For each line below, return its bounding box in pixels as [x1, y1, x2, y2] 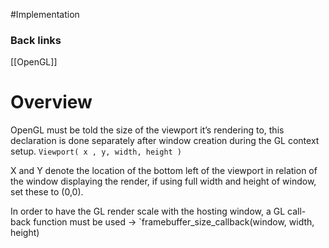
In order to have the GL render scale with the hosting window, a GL [10, 205, 286, 218]
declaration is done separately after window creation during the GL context [10, 135, 320, 147]
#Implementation [10, 9, 80, 20]
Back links [10, 33, 62, 47]
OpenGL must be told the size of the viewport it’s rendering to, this [10, 124, 285, 136]
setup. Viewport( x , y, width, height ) [10, 145, 183, 158]
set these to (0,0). [10, 186, 84, 198]
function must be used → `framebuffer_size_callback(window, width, [33, 216, 315, 228]
